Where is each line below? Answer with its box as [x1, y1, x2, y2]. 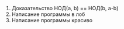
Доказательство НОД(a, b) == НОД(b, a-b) [11, 5, 119, 11]
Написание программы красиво [11, 17, 92, 23]
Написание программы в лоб [11, 11, 85, 18]
